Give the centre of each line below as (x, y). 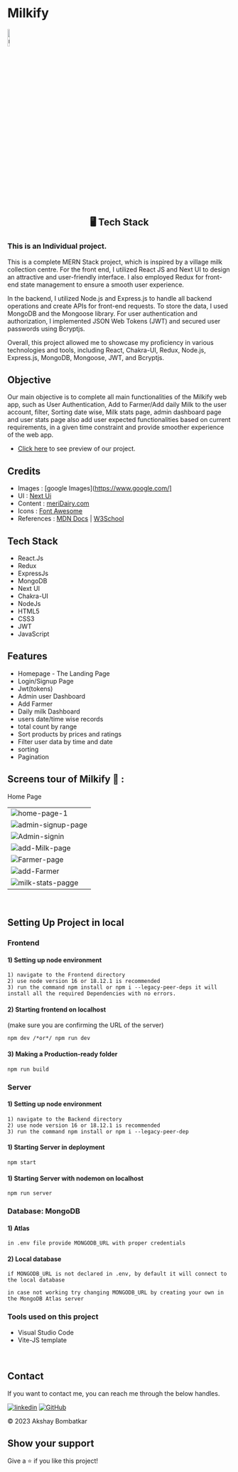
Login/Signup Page (45, 681)
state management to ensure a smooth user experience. (102, 284)
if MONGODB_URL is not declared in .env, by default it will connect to (117, 1274)
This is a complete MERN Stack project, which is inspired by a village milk (115, 262)
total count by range (47, 726)
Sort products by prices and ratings (70, 734)
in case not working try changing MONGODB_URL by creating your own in (115, 1293)
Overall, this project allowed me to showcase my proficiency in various (111, 342)
